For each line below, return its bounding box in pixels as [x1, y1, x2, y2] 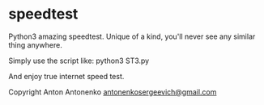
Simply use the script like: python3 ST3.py [8, 56, 150, 65]
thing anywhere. [8, 40, 62, 49]
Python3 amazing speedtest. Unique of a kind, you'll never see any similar [8, 31, 256, 41]
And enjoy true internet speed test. [8, 71, 125, 81]
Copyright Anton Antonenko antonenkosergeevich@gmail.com [8, 86, 217, 97]
